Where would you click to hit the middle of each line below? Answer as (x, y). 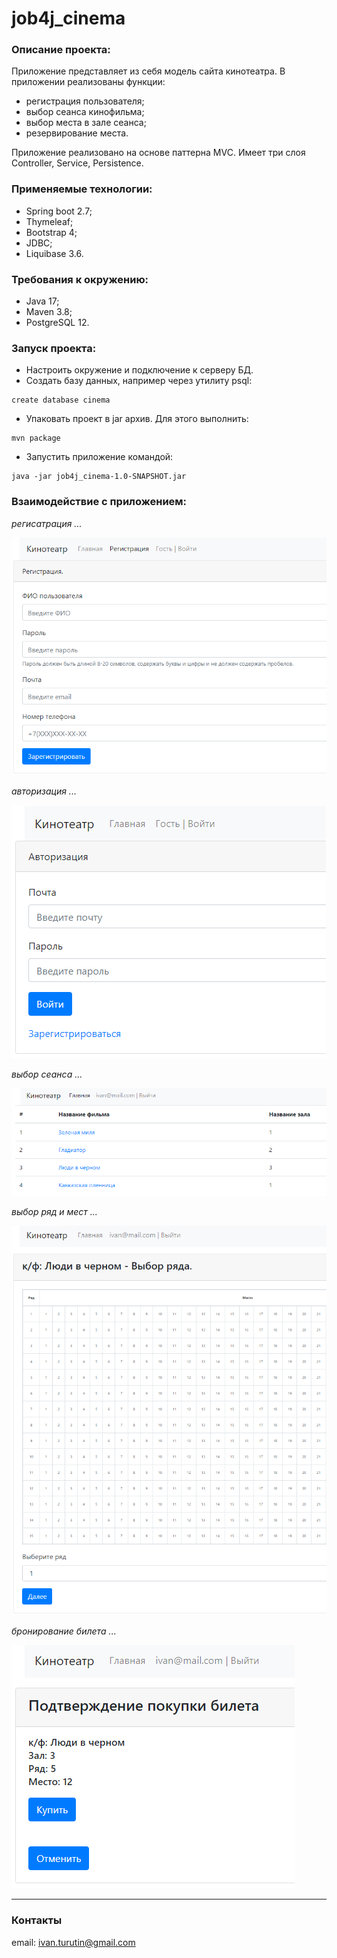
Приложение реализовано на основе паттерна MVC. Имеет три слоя (158, 153)
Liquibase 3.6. (54, 253)
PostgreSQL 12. (57, 323)
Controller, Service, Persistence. (77, 163)
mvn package (36, 438)
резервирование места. (77, 133)
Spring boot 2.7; (59, 211)
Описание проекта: (61, 50)
